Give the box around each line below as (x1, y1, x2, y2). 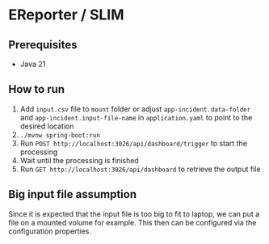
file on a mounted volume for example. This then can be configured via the (8, 217, 257, 227)
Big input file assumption (8, 187, 137, 201)
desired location (19, 121, 74, 131)
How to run (8, 82, 65, 96)
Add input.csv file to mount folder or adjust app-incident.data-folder (19, 103, 251, 114)
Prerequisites (8, 38, 78, 52)
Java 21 (19, 59, 46, 69)
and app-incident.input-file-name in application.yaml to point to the (19, 112, 253, 122)
